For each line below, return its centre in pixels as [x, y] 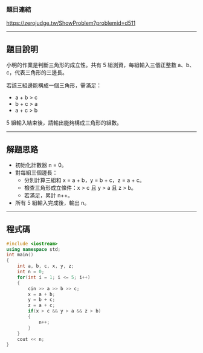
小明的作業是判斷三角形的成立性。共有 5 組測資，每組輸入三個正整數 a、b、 [101, 65]
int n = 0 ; [31, 272]
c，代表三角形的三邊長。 [37, 73]
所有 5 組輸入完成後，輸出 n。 [52, 202]
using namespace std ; [34, 249]
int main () [20, 255]
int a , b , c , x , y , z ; [46, 266]
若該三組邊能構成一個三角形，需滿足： [54, 85]
